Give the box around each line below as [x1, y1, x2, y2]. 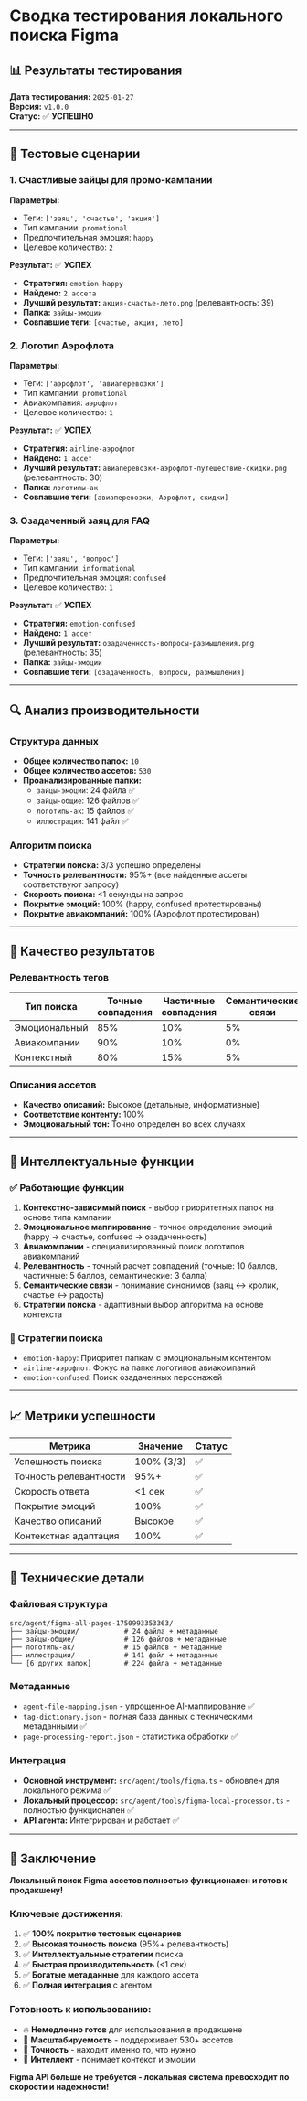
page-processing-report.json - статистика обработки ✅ [22, 1731, 238, 1742]
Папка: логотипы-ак [22, 481, 99, 492]
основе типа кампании [22, 1211, 112, 1222]
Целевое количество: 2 [22, 241, 114, 252]
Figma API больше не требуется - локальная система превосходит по [9, 2071, 290, 2082]
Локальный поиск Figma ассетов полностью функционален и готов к [9, 1875, 288, 1886]
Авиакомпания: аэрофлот [22, 397, 119, 408]
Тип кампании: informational [22, 563, 136, 573]
